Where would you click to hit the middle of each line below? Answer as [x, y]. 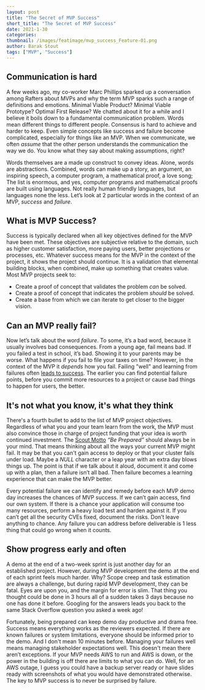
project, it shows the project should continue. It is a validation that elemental [102, 262]
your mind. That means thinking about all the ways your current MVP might [101, 446]
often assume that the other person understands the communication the [97, 144]
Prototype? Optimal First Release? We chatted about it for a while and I [95, 111]
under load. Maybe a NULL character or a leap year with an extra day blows [102, 459]
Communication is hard [52, 77]
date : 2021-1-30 [27, 29]
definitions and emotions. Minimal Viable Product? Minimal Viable [89, 104]
